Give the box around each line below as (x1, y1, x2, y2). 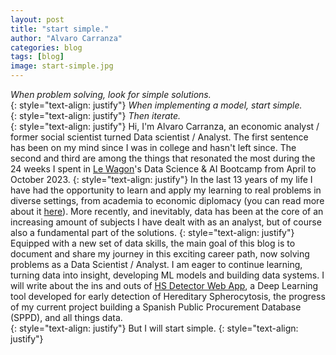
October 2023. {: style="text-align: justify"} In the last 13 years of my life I (10, 174, 313, 185)
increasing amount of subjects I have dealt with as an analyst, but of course (10, 216, 322, 228)
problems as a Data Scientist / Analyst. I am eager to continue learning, (10, 259, 303, 270)
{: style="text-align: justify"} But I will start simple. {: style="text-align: (10, 322, 299, 334)
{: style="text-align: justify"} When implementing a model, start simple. (10, 99, 303, 111)
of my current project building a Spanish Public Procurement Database (10, 301, 302, 313)
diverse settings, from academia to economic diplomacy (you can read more (10, 195, 325, 206)
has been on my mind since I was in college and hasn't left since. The (10, 142, 297, 153)
